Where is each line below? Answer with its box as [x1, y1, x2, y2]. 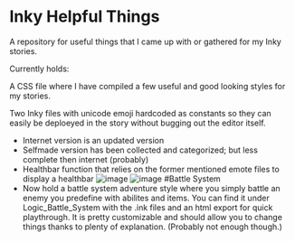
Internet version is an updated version [22, 134, 165, 145]
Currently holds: [9, 63, 70, 74]
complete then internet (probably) [22, 153, 149, 164]
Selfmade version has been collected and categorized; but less [22, 144, 258, 155]
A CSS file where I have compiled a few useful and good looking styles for [9, 80, 286, 91]
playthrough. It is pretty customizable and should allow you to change [22, 211, 283, 222]
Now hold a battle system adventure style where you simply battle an [22, 182, 281, 193]
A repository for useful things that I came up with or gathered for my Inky [9, 36, 282, 47]
